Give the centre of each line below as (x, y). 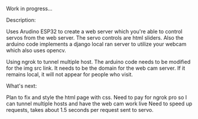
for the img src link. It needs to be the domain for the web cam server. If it (96, 68)
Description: (21, 20)
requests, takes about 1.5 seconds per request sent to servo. (80, 110)
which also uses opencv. (36, 50)
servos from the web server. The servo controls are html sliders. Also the (95, 38)
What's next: (22, 86)
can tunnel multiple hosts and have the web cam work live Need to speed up (99, 104)
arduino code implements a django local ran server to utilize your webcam (96, 44)
